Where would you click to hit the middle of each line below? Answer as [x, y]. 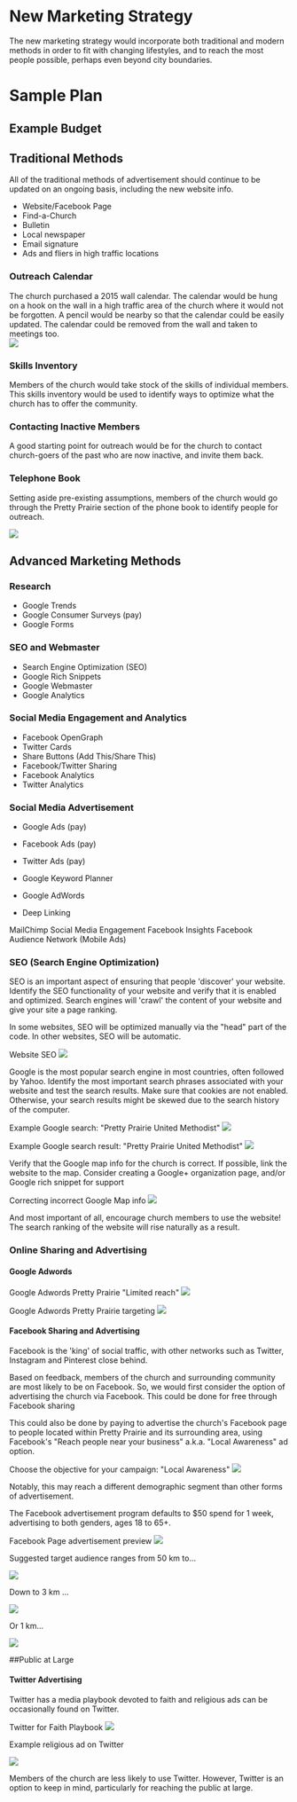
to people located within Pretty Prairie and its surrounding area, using [136, 1432]
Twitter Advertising [46, 1680]
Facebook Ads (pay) [59, 844]
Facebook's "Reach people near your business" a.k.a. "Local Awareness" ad [148, 1441]
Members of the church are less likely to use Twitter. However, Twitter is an [146, 1778]
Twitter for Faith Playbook [56, 1727]
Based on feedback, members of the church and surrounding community [142, 1377]
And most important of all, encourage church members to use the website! [145, 1218]
